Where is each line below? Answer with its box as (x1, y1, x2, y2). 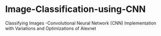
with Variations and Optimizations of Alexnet (5, 25, 96, 31)
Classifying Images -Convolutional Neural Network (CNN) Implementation (5, 20, 157, 26)
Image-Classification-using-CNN (5, 3, 146, 15)
